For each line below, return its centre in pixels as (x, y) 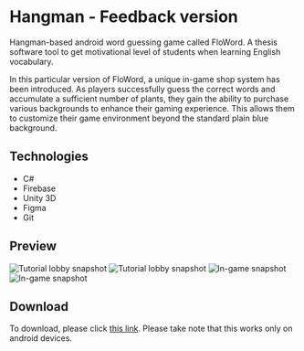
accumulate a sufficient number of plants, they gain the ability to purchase (149, 99)
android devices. (41, 338)
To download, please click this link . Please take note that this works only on (152, 329)
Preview (33, 246)
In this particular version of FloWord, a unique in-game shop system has (145, 79)
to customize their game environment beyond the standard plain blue (139, 118)
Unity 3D (39, 197)
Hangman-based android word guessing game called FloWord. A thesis (144, 42)
